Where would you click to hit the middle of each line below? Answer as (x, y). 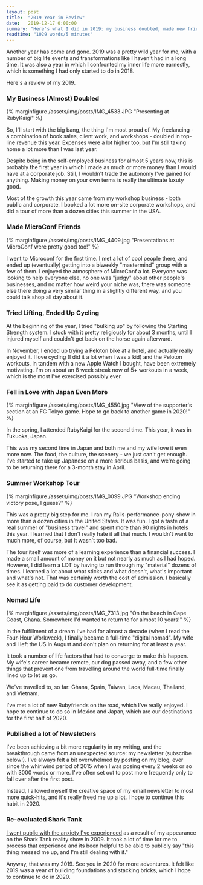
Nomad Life (24, 599)
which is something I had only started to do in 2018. (70, 71)
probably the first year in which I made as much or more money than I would (101, 167)
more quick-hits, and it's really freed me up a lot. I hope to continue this (95, 797)
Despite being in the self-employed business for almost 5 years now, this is (100, 161)
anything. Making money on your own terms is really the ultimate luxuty (95, 180)
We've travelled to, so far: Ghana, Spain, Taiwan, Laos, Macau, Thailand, (96, 687)
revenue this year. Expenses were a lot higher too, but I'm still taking (101, 142)
